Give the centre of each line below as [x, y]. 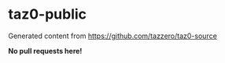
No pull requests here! [45, 51]
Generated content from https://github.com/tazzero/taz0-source [113, 36]
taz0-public [48, 14]
